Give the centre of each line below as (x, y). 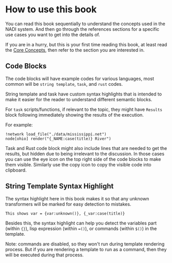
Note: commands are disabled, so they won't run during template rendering (85, 244)
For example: (19, 125)
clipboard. (16, 170)
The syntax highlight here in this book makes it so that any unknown (77, 198)
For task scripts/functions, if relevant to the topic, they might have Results (84, 109)
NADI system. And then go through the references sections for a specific (82, 29)
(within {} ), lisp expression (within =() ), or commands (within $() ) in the (81, 228)
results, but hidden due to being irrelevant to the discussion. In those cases (85, 154)
